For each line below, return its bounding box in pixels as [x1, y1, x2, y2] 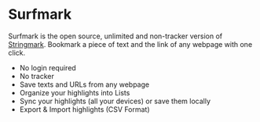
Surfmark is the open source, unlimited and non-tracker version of [8, 31, 222, 41]
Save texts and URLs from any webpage [19, 80, 150, 89]
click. [8, 48, 26, 57]
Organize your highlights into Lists [19, 88, 130, 97]
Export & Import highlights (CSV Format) [19, 104, 151, 114]
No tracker [19, 71, 55, 81]
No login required [19, 63, 76, 72]
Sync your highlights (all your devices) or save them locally [19, 96, 211, 106]
